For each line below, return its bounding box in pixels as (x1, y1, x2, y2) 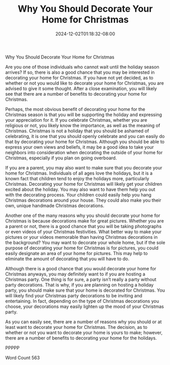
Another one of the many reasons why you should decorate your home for (5, 212, 160, 218)
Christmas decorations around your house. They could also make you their (5, 197, 161, 203)
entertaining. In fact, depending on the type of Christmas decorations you (5, 298, 159, 304)
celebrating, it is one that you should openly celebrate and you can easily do (5, 133, 165, 139)
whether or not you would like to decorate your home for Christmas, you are (5, 80, 164, 86)
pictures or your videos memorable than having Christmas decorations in (5, 234, 158, 240)
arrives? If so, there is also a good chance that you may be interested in (5, 69, 155, 75)
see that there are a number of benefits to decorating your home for (5, 91, 147, 97)
